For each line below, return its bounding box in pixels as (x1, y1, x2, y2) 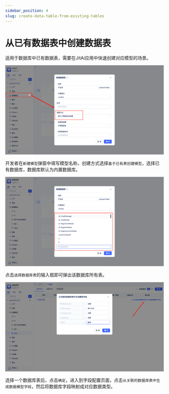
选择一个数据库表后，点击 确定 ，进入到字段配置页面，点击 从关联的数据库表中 (5, 377, 157, 383)
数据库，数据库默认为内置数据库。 (9, 166, 80, 173)
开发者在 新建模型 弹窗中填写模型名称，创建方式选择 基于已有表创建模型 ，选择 (5, 160, 155, 166)
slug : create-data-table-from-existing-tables (5, 13, 105, 19)
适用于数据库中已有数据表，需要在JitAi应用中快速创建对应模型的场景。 (5, 55, 151, 61)
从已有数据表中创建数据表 (5, 37, 112, 49)
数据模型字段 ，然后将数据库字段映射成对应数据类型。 (9, 383, 116, 389)
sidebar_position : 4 (5, 8, 49, 13)
